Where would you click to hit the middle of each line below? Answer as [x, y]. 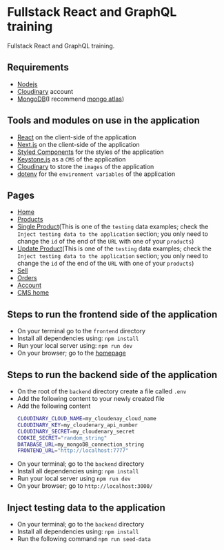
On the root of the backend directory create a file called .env [102, 391]
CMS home [33, 293]
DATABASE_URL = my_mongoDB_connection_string [81, 444]
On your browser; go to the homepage [71, 353]
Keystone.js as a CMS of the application [71, 159]
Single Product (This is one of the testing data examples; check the [113, 227]
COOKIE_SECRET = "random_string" [62, 438]
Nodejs [27, 84]
